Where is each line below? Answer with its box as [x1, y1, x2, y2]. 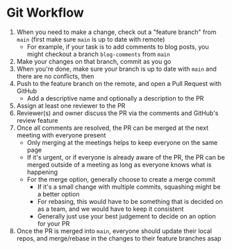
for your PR [37, 219, 70, 227]
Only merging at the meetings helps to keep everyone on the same [26, 138, 218, 146]
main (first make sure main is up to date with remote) [16, 35, 165, 43]
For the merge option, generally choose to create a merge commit [26, 175, 216, 183]
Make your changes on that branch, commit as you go [16, 57, 172, 65]
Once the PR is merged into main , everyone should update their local [16, 227, 213, 235]
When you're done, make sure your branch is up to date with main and [16, 65, 217, 73]
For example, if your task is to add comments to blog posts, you [26, 42, 209, 51]
